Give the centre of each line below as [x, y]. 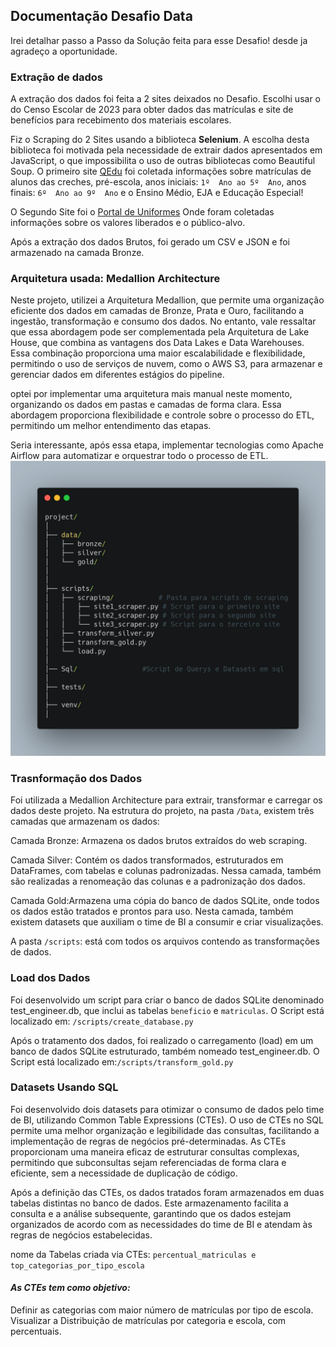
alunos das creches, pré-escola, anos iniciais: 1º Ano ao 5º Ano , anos [158, 182]
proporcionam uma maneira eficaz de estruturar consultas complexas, [155, 1151]
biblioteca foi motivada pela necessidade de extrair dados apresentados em [166, 150]
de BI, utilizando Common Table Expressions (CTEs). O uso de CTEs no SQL [167, 1120]
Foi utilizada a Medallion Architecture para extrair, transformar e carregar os [166, 800]
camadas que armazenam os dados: [85, 821]
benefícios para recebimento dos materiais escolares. [121, 120]
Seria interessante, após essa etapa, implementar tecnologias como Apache [167, 445]
